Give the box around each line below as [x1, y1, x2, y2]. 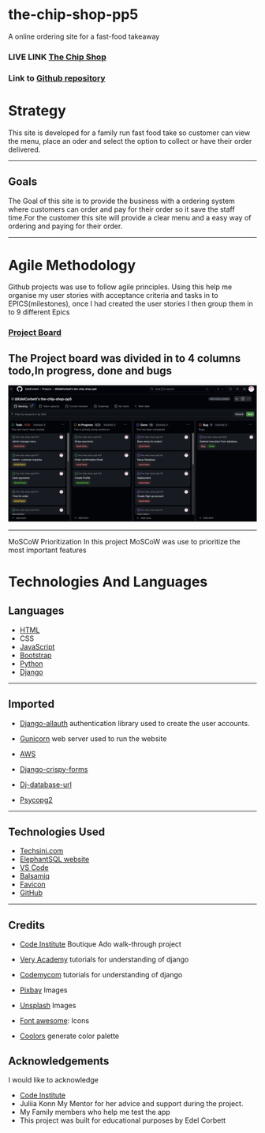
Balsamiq [19, 871, 50, 881]
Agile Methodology [8, 256, 136, 274]
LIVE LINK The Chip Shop [8, 51, 106, 62]
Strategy [8, 101, 67, 119]
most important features [8, 545, 87, 555]
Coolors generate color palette [19, 1031, 120, 1041]
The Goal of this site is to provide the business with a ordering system [8, 196, 235, 205]
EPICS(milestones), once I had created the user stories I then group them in [8, 299, 254, 309]
